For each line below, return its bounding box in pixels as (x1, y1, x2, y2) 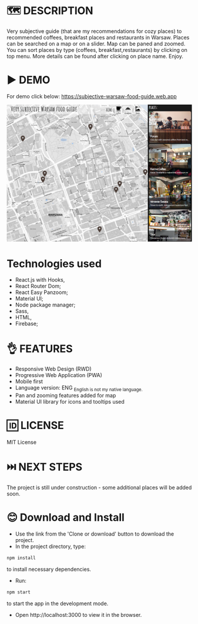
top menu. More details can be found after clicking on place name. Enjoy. (6, 52, 184, 60)
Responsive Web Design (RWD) (15, 365, 92, 372)
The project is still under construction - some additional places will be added (6, 484, 192, 491)
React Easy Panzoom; (15, 289, 68, 296)
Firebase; (15, 320, 38, 327)
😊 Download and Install (6, 511, 125, 524)
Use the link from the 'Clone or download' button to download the (15, 530, 174, 537)
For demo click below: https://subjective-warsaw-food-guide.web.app (6, 93, 177, 100)
